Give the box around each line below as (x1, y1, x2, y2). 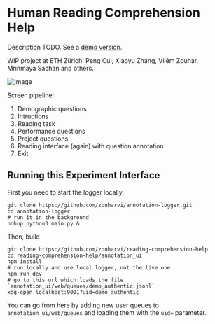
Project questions (17, 134, 69, 143)
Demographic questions (17, 104, 88, 113)
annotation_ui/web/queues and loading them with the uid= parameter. (7, 308, 207, 316)
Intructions (17, 112, 49, 120)
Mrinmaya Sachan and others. (7, 64, 95, 72)
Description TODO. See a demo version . (7, 43, 123, 51)
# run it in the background (7, 213, 90, 221)
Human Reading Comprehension (7, 5, 201, 21)
